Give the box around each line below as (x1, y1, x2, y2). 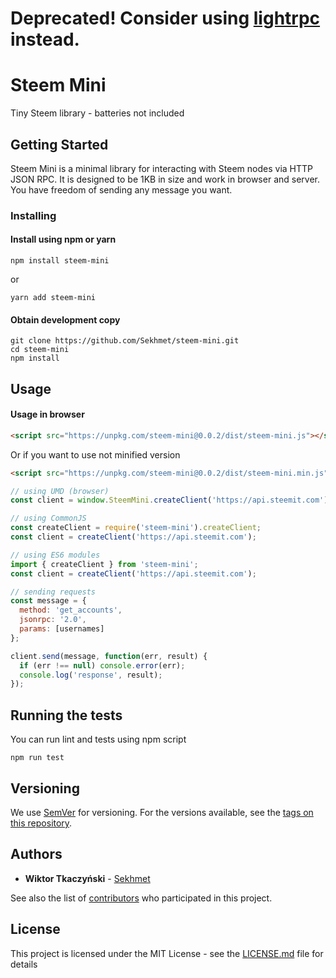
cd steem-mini (10, 345, 70, 355)
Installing (10, 208, 57, 222)
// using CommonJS (10, 513, 87, 524)
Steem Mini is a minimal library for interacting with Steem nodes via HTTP (10, 162, 313, 174)
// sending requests (10, 587, 97, 597)
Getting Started (10, 136, 109, 153)
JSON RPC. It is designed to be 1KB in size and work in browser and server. (10, 173, 320, 185)
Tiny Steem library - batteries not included (10, 107, 185, 119)
